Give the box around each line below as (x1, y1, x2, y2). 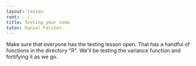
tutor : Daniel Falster (6, 25, 62, 31)
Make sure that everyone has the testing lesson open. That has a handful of (6, 41, 190, 48)
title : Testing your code (6, 19, 70, 25)
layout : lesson (6, 8, 44, 15)
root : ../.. (6, 14, 35, 20)
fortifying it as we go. (6, 53, 58, 60)
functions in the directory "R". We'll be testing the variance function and (6, 47, 181, 54)
